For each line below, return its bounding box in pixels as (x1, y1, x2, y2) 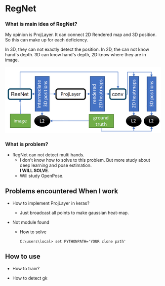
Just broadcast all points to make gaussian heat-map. (19, 210, 129, 215)
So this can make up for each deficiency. (5, 37, 88, 43)
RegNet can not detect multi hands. (12, 151, 85, 158)
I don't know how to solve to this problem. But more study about (19, 157, 151, 163)
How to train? (12, 265, 40, 271)
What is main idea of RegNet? (5, 21, 78, 28)
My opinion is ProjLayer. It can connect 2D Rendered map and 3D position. (5, 32, 157, 37)
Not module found (12, 219, 49, 225)
